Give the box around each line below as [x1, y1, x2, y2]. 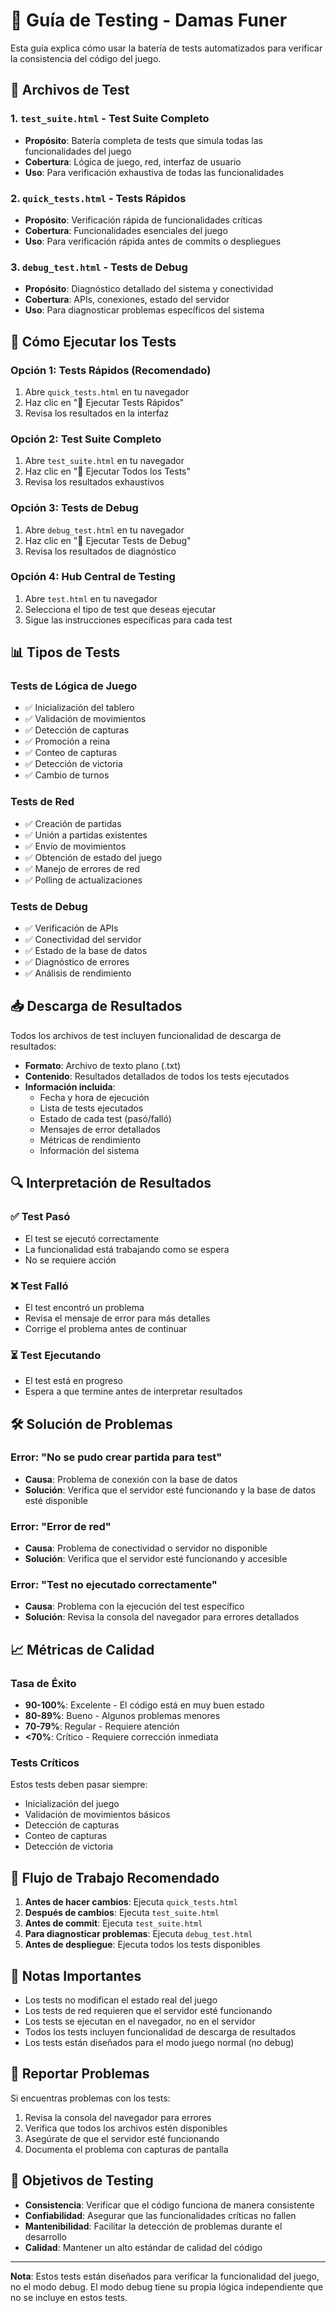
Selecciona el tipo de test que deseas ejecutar [24, 603, 217, 615]
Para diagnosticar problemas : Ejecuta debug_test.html [24, 1928, 253, 1940]
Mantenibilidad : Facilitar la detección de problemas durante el [24, 2220, 283, 2232]
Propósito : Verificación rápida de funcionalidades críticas [24, 214, 263, 226]
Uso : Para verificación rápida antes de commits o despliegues [24, 235, 282, 247]
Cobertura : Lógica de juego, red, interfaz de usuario [24, 155, 242, 168]
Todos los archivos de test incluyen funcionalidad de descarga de [10, 1029, 282, 1041]
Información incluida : [24, 1080, 116, 1093]
